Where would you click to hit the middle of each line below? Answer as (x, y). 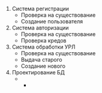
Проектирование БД (38, 72)
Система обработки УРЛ (44, 47)
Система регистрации (40, 9)
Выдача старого (42, 60)
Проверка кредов (44, 40)
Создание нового (43, 66)
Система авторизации (40, 28)
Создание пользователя (52, 21)
